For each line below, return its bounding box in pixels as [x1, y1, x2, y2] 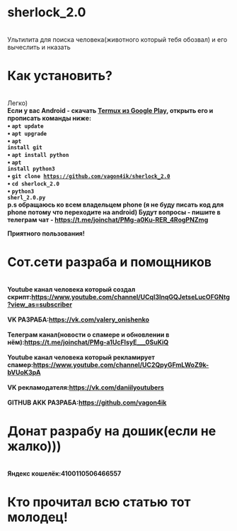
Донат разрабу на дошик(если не [7, 423, 216, 439]
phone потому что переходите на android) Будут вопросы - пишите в [7, 207, 221, 217]
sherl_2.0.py [7, 194, 46, 201]
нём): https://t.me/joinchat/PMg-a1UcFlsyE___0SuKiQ [7, 338, 169, 346]
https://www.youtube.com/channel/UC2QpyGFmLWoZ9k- [33, 360, 209, 369]
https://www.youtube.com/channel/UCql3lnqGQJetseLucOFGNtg [31, 292, 230, 301]
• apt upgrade [7, 128, 47, 137]
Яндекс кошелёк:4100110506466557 [7, 469, 122, 478]
